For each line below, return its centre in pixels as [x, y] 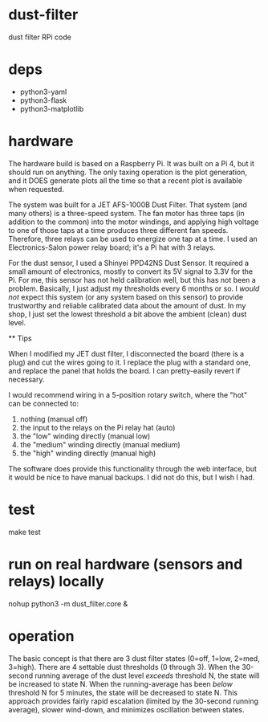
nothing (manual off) [54, 418]
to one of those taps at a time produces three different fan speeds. [118, 230]
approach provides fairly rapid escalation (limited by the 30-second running [134, 701]
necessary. [27, 379]
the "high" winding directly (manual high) [88, 453]
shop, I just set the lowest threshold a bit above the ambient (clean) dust [128, 314]
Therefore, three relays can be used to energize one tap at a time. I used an [133, 239]
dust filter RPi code [40, 37]
